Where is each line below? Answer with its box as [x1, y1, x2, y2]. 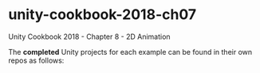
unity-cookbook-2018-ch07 [8, 6, 197, 24]
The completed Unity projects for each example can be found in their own [8, 47, 253, 56]
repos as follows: [8, 56, 65, 65]
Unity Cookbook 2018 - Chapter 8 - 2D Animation [8, 32, 171, 41]
